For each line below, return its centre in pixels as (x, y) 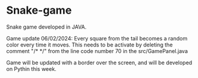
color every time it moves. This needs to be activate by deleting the (90, 45)
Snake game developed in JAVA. (47, 27)
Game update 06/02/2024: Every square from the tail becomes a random (97, 38)
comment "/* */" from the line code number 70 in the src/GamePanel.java (97, 51)
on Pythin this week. (31, 68)
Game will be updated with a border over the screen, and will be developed (99, 63)
